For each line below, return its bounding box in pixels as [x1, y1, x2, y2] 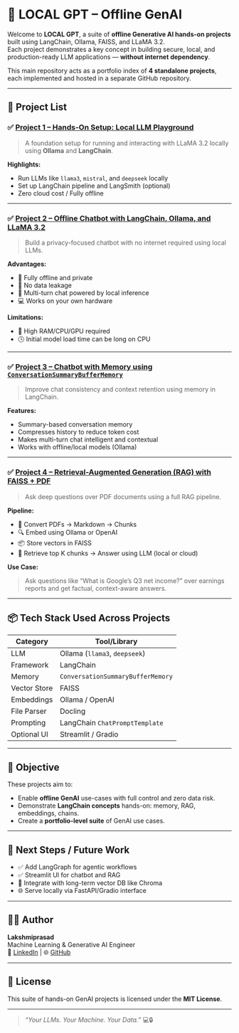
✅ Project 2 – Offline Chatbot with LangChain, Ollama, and [7, 213, 211, 223]
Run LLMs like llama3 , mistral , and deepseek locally [17, 173, 169, 182]
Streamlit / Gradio [59, 729, 119, 739]
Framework [11, 660, 49, 670]
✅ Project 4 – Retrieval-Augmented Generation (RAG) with [7, 467, 211, 477]
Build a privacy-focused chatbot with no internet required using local [24, 238, 226, 247]
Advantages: [7, 259, 47, 268]
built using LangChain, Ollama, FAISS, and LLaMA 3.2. [7, 37, 166, 46]
